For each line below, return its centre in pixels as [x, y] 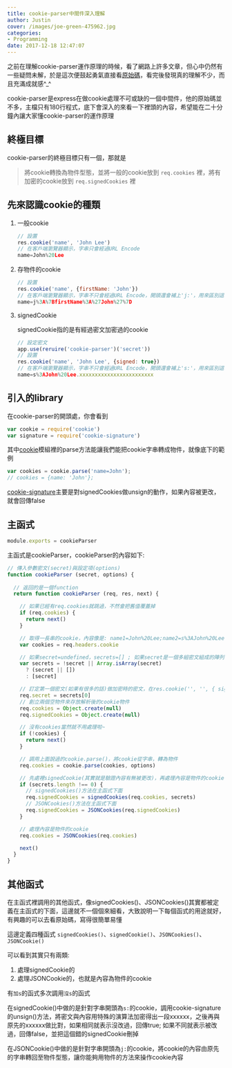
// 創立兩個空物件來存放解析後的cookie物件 [75, 702]
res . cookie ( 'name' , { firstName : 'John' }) [78, 289]
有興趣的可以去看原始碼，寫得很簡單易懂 [65, 919]
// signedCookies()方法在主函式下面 [74, 791]
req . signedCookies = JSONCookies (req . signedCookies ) [103, 810]
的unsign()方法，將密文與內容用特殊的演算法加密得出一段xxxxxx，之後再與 [114, 1016]
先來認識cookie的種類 [54, 205]
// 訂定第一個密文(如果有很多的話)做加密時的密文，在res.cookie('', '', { [117, 689]
